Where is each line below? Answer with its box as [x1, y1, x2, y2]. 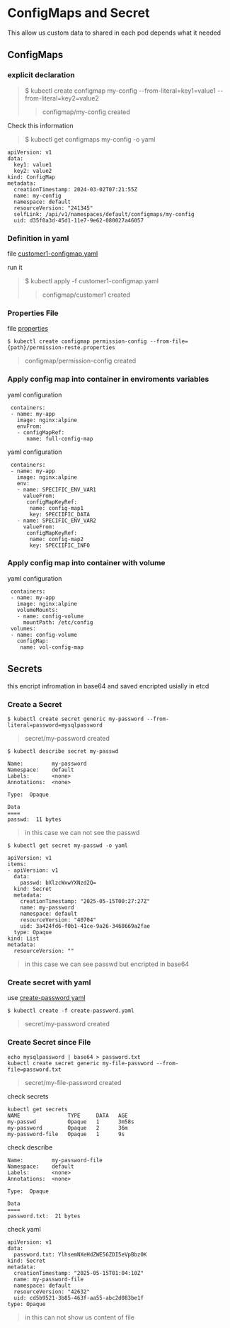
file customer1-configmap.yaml [7, 249, 98, 258]
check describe [7, 1142, 53, 1152]
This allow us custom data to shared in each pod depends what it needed [7, 28, 222, 37]
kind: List [7, 935, 40, 942]
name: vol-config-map [20, 643, 84, 651]
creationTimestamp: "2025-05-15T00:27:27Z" [20, 897, 151, 904]
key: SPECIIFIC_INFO [29, 542, 91, 549]
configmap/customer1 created [42, 290, 131, 299]
